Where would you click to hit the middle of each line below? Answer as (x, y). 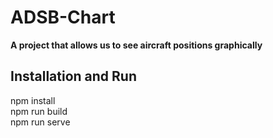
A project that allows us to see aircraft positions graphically (136, 45)
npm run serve (40, 122)
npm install (33, 100)
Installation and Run (74, 76)
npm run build (39, 111)
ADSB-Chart (63, 17)
